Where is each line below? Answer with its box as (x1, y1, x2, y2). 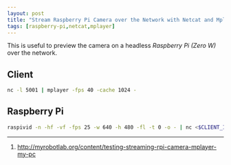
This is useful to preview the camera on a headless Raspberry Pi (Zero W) (7, 42, 217, 50)
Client (7, 68, 34, 80)
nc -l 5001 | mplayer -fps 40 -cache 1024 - (7, 87, 137, 94)
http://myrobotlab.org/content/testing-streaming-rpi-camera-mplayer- (16, 142, 217, 151)
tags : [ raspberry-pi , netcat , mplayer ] (7, 23, 115, 29)
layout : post (7, 10, 45, 17)
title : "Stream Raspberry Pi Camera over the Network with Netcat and (7, 16, 214, 23)
